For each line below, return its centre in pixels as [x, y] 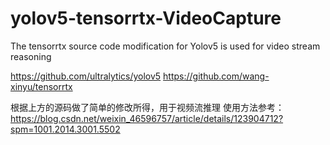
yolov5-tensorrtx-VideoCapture [146, 18]
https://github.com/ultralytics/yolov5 [86, 76]
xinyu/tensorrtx [41, 86]
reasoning [31, 56]
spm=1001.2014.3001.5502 [65, 129]
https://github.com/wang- [216, 76]
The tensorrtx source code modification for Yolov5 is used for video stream [165, 46]
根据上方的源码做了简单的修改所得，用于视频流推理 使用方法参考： [147, 107]
